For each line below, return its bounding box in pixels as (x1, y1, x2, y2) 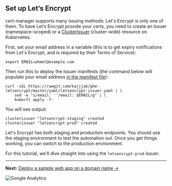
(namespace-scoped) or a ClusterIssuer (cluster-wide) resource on (5, 28, 147, 35)
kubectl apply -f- (14, 97, 54, 102)
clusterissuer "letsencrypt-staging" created (5, 116, 104, 121)
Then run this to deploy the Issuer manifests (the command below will (5, 68, 153, 74)
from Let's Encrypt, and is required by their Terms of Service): (5, 49, 137, 55)
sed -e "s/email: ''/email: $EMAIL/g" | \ (14, 92, 106, 98)
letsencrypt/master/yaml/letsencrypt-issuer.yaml (5, 88, 114, 93)
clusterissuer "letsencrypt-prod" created (5, 120, 97, 126)
